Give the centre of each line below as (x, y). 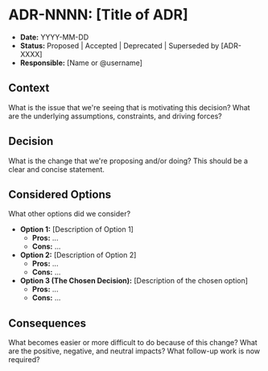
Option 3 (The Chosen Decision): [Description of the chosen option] (134, 281)
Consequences (47, 323)
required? (24, 360)
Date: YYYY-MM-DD (54, 37)
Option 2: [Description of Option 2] (78, 255)
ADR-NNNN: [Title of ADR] (99, 15)
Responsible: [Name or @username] (81, 63)
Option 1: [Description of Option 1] (77, 229)
